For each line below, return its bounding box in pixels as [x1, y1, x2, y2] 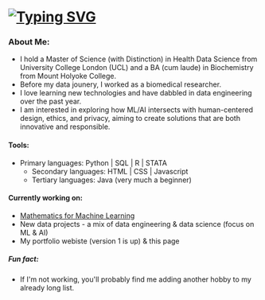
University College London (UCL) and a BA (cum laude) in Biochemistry [19, 63, 254, 72]
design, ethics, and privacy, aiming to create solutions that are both [19, 114, 241, 123]
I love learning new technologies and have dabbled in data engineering [19, 88, 252, 98]
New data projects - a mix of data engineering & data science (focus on [19, 219, 255, 228]
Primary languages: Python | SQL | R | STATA [19, 158, 167, 167]
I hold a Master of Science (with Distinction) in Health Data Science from [19, 54, 258, 64]
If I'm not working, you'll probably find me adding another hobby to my [19, 275, 252, 284]
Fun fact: [8, 255, 39, 264]
